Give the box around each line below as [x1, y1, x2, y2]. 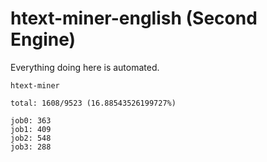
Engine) [10, 28, 77, 51]
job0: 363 [10, 115, 52, 126]
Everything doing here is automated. [10, 61, 160, 73]
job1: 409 [10, 124, 52, 134]
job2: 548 [10, 133, 52, 143]
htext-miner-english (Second [10, 7, 258, 30]
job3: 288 [10, 142, 52, 152]
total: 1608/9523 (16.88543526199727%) [10, 98, 177, 108]
